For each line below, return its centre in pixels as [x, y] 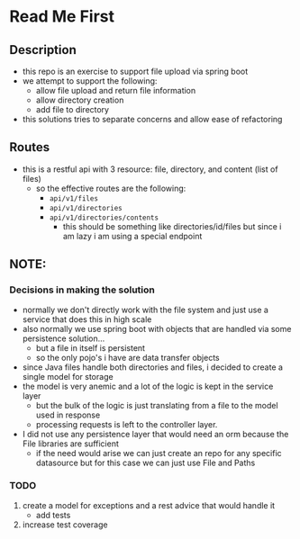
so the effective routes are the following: [111, 188]
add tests [53, 515]
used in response [68, 415]
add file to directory [73, 109]
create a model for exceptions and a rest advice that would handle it [149, 505]
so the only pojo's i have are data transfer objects [127, 357]
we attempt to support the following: [90, 81]
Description [43, 50]
